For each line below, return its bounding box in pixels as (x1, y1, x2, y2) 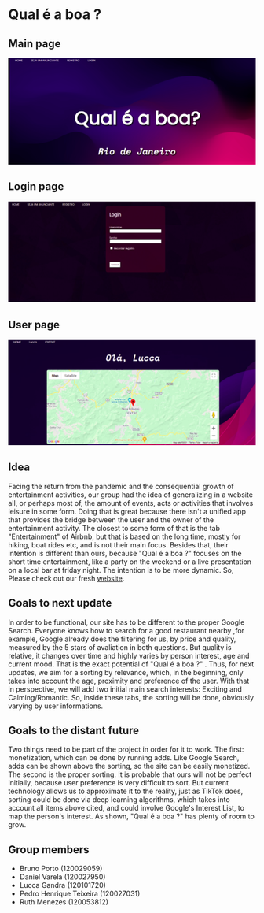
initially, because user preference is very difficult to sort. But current (8, 778, 229, 788)
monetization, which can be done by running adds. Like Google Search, (8, 753, 240, 763)
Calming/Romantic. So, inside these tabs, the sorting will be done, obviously (8, 692, 254, 702)
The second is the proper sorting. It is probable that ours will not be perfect (8, 770, 252, 779)
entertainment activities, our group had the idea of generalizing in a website (8, 490, 254, 499)
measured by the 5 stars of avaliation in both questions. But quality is (8, 642, 232, 651)
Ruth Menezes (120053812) (19, 897, 108, 907)
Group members (8, 843, 90, 856)
